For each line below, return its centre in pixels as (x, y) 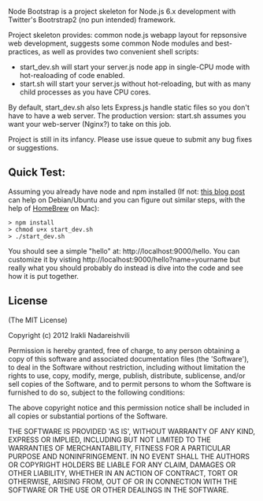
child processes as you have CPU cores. (85, 92)
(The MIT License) (38, 320)
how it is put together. (43, 276)
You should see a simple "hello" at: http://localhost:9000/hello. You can (124, 250)
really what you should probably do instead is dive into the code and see (126, 268)
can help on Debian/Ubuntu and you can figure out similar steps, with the (127, 199)
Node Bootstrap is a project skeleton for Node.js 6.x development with (122, 11)
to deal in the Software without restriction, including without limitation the (127, 367)
